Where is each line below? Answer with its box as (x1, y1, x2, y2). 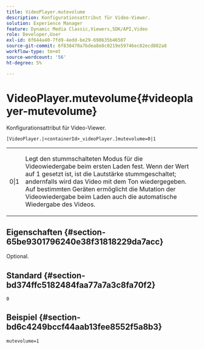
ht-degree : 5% (6, 60, 42, 66)
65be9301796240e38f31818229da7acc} (6, 237, 164, 247)
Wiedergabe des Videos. (25, 200, 96, 209)
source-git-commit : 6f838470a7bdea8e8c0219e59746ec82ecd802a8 (6, 43, 167, 49)
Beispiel (6, 313, 38, 323)
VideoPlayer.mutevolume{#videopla (6, 91, 194, 105)
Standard (6, 270, 42, 280)
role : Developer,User (6, 32, 61, 38)
